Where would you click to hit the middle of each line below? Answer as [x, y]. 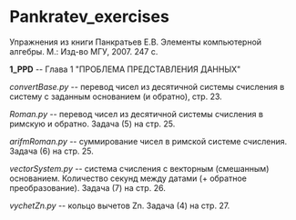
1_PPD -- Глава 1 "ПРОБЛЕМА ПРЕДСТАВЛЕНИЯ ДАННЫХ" [125, 69]
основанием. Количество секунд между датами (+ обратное [128, 178]
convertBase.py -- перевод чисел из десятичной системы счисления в [147, 86]
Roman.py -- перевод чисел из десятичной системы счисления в [137, 114]
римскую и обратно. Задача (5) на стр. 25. [92, 124]
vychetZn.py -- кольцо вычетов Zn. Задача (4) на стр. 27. [120, 205]
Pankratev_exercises [90, 17]
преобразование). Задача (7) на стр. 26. [87, 187]
